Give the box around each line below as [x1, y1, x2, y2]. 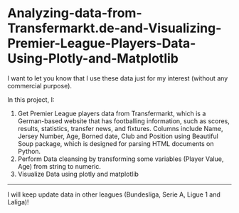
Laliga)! [7, 197, 30, 206]
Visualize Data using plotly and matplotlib [17, 170, 139, 178]
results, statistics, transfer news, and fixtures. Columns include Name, [17, 124, 223, 133]
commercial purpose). [7, 81, 73, 90]
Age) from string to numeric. [17, 162, 102, 170]
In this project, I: [7, 95, 55, 104]
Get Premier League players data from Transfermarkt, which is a [17, 109, 206, 118]
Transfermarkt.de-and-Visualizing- [7, 20, 222, 36]
